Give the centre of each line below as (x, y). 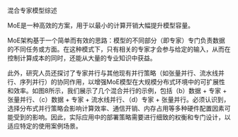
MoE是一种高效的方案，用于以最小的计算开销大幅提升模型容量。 (101, 25)
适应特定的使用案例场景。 (45, 126)
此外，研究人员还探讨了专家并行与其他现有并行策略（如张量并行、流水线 (113, 73)
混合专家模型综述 (32, 10)
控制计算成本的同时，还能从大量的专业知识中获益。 (82, 58)
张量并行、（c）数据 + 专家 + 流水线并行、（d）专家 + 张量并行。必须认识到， (119, 100)
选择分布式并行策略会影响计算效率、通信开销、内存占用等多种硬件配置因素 (116, 108)
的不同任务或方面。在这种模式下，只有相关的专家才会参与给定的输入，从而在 (119, 49)
